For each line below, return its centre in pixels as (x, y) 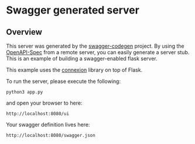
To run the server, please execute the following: (64, 81)
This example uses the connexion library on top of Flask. (74, 70)
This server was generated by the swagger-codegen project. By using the (95, 46)
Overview (24, 32)
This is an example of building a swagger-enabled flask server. (82, 58)
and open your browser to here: (44, 103)
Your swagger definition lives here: (48, 125)
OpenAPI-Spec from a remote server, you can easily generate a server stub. (98, 52)
